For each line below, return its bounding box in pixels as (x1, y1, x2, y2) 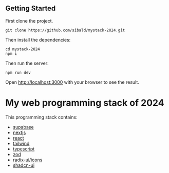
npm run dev (5, 70, 31, 75)
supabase (12, 124, 34, 130)
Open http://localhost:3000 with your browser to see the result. (5, 79, 140, 85)
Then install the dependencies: (5, 36, 71, 43)
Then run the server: (5, 60, 49, 66)
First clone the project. (5, 17, 53, 24)
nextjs (12, 129, 26, 136)
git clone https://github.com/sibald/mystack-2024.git (5, 28, 125, 33)
